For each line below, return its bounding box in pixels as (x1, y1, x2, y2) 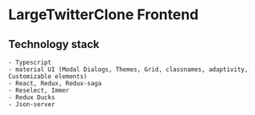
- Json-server (8, 101, 56, 109)
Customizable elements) (8, 73, 88, 81)
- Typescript (8, 58, 52, 66)
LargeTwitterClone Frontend (8, 6, 199, 24)
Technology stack (8, 38, 100, 51)
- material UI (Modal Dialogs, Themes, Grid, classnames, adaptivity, (8, 65, 249, 73)
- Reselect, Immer (8, 86, 70, 94)
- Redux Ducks (8, 93, 56, 101)
